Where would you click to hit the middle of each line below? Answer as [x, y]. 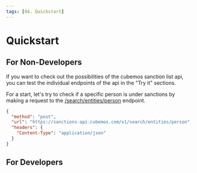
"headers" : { [27, 128]
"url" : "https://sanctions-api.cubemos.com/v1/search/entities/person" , [102, 122]
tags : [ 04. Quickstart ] [35, 11]
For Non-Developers [44, 62]
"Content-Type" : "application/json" [62, 133]
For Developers [35, 162]
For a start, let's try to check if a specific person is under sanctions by [91, 94]
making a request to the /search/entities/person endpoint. [76, 100]
